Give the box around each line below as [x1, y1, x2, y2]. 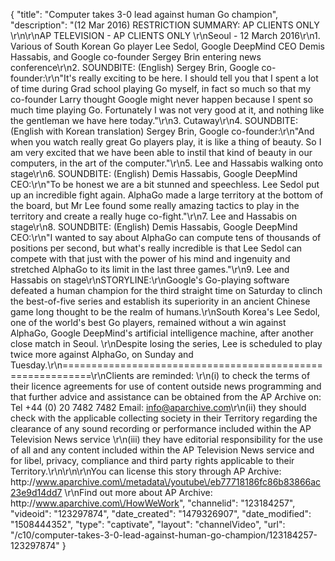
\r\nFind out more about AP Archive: [64, 487, 213, 498]
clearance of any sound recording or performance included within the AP [10, 423, 312, 434]
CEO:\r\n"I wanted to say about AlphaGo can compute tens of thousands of [10, 232, 322, 243]
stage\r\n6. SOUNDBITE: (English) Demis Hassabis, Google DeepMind [10, 168, 298, 179]
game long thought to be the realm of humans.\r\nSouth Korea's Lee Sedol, [10, 306, 321, 318]
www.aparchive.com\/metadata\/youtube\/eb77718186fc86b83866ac [35, 476, 322, 488]
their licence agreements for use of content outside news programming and [10, 380, 322, 392]
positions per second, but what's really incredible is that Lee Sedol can [10, 242, 303, 254]
